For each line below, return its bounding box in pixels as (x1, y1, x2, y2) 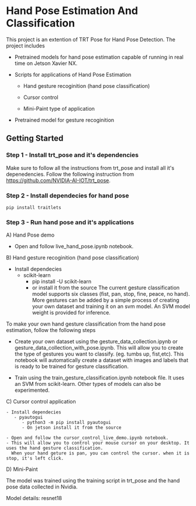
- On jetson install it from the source (21, 425, 122, 431)
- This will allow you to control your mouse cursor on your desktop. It (6, 440, 190, 446)
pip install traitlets (6, 204, 61, 210)
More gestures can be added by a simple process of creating (32, 297, 180, 304)
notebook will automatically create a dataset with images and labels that (14, 357, 188, 364)
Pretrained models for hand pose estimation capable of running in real (14, 53, 184, 60)
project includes (6, 42, 45, 49)
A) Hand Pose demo (6, 231, 54, 238)
